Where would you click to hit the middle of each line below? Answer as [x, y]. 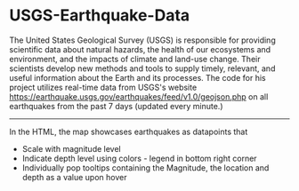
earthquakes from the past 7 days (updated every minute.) [117, 106]
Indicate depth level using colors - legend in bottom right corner [139, 158]
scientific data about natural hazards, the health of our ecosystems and [140, 49]
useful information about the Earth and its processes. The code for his [137, 77]
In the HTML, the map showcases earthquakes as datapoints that [129, 131]
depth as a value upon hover [74, 177]
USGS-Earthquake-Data [100, 16]
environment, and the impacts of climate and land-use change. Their [135, 59]
